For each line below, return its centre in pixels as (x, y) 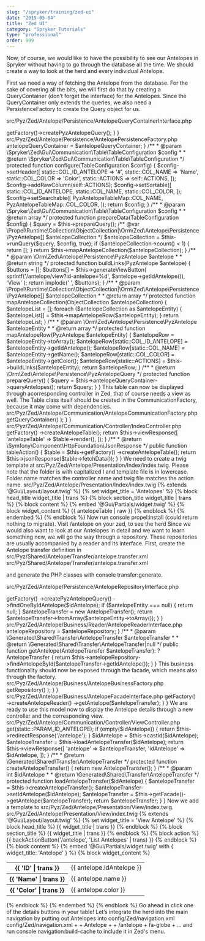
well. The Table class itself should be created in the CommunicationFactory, (102, 400)
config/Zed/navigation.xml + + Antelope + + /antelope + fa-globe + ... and (99, 925)
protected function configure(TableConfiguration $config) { (81, 165)
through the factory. (32, 677)
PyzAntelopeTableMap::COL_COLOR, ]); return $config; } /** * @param (96, 204)
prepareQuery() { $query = (40, 380)
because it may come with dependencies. (59, 406)
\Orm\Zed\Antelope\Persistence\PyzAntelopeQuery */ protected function (98, 374)
